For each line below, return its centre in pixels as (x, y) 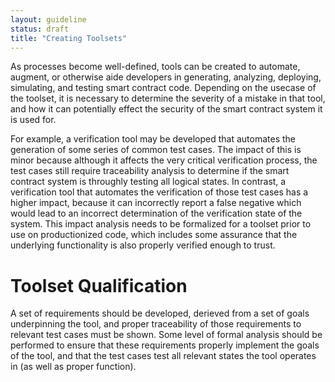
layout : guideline (48, 19)
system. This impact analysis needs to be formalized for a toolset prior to (161, 224)
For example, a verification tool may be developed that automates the (153, 139)
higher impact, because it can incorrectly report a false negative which (156, 203)
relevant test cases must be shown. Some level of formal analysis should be (166, 335)
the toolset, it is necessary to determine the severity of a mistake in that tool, (168, 98)
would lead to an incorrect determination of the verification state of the (156, 213)
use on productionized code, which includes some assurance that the (154, 235)
